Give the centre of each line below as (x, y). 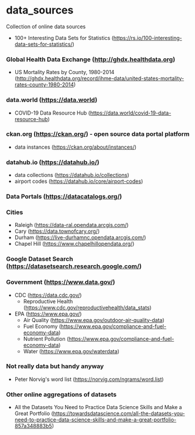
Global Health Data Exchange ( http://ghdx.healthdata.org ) (91, 59)
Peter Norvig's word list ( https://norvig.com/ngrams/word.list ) (89, 379)
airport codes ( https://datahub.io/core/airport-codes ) (79, 181)
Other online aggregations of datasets (61, 394)
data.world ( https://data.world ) (52, 100)
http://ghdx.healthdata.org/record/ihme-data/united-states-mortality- (100, 78)
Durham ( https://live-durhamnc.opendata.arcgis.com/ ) (80, 237)
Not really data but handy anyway (55, 366)
